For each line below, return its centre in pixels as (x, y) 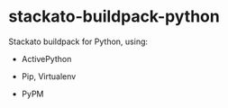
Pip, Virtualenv (49, 76)
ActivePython (46, 58)
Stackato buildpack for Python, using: (78, 41)
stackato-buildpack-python (114, 17)
